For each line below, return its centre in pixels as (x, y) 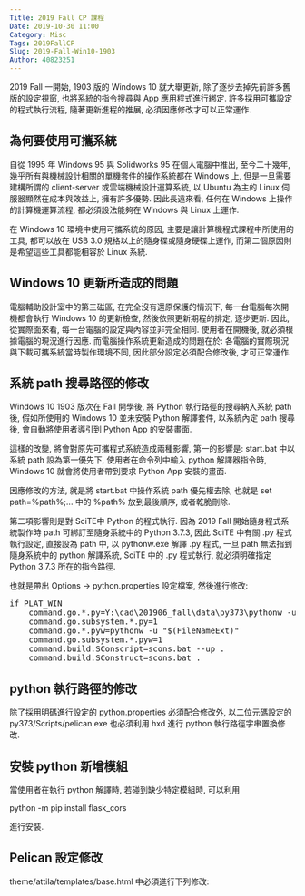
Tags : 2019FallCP (42, 43)
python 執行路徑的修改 (74, 689)
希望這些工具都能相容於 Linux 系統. (82, 251)
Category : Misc (38, 34)
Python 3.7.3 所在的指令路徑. (63, 567)
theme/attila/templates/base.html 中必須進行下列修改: (109, 881)
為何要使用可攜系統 (63, 141)
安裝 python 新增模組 (69, 766)
